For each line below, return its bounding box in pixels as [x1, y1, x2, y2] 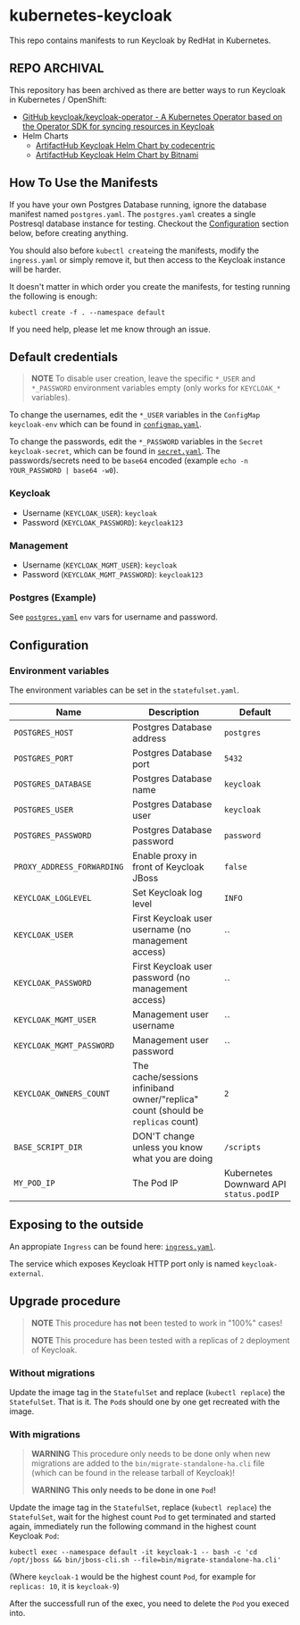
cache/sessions [132, 1070, 199, 1082]
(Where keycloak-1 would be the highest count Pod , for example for [9, 1571, 256, 1582]
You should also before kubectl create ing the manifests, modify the [9, 245, 260, 256]
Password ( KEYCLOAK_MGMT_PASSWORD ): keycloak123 [21, 568, 204, 579]
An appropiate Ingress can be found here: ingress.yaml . [9, 1241, 216, 1251]
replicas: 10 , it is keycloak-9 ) [9, 1581, 121, 1592]
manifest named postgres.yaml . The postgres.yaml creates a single [9, 208, 256, 219]
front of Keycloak [132, 860, 204, 872]
